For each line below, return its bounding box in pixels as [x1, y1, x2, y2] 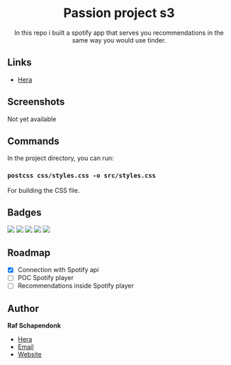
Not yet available [7, 115, 57, 123]
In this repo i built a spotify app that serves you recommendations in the [13, 28, 225, 37]
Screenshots [7, 96, 65, 108]
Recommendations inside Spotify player [17, 281, 135, 290]
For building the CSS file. [7, 186, 80, 194]
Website [17, 350, 43, 359]
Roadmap [7, 247, 51, 259]
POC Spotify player [17, 274, 74, 282]
